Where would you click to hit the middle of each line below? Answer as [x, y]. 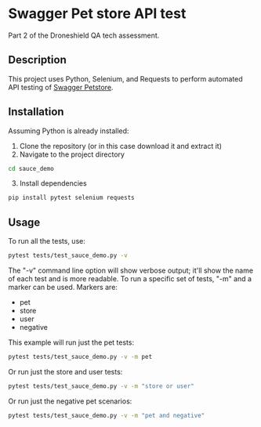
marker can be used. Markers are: [63, 287]
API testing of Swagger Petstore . [61, 87]
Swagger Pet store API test [97, 14]
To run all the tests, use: [47, 241]
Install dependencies [53, 183]
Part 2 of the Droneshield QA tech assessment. [84, 35]
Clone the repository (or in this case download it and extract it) [120, 146]
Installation [36, 112]
